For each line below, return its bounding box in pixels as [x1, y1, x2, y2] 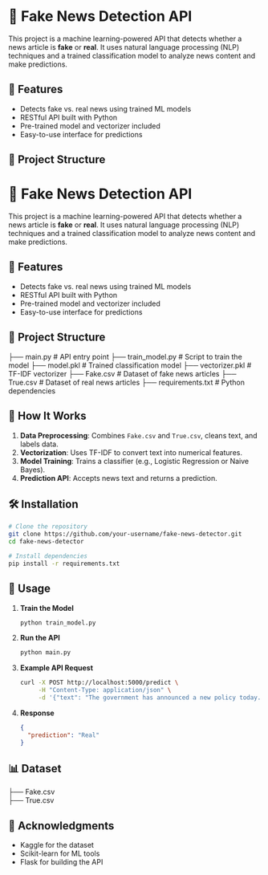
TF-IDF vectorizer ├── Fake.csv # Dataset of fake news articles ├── [8, 368, 237, 378]
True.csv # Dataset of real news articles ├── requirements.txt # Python [8, 377, 245, 387]
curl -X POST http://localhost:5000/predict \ [19, 678, 179, 687]
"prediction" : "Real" [27, 731, 100, 739]
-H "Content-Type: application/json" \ [38, 686, 172, 694]
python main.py [19, 649, 71, 657]
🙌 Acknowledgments [8, 819, 115, 832]
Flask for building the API [19, 857, 104, 867]
